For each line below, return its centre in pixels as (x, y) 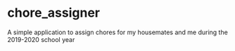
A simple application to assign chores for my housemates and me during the (118, 32)
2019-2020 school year (41, 39)
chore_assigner (54, 13)
